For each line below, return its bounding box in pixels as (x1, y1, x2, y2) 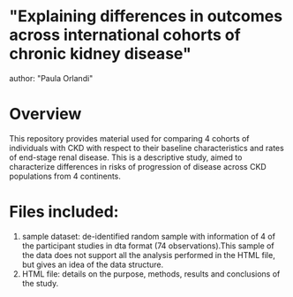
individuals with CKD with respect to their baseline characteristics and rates (9, 142, 284, 153)
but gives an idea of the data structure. (21, 259, 164, 270)
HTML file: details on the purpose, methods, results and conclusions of (21, 268, 281, 279)
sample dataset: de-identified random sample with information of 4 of (21, 231, 276, 241)
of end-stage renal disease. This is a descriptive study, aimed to (9, 152, 243, 163)
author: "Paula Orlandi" (9, 72, 94, 83)
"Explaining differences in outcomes (9, 6, 283, 27)
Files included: (9, 202, 119, 222)
